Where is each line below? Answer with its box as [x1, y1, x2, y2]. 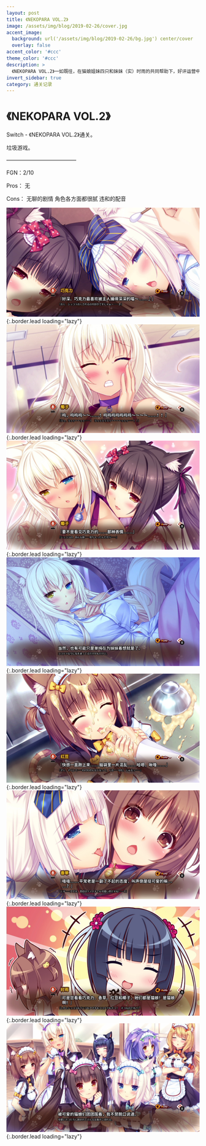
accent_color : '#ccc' [6, 49, 62, 55]
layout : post [6, 10, 40, 16]
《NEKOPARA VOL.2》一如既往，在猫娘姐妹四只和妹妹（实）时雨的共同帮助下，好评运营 [12, 68, 196, 74]
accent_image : [6, 29, 43, 36]
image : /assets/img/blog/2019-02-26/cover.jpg [6, 23, 128, 29]
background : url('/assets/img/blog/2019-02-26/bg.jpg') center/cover [12, 36, 193, 42]
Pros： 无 [6, 182, 31, 190]
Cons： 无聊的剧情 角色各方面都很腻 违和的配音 [6, 195, 127, 203]
